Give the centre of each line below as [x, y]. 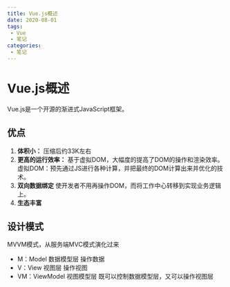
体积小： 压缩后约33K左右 [54, 151]
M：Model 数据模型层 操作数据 [61, 259]
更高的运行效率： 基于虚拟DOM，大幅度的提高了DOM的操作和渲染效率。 [120, 159]
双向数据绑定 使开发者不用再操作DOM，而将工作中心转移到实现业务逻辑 [119, 185]
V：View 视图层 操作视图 [52, 268]
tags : [15, 26]
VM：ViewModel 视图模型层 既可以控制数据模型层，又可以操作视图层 [115, 277]
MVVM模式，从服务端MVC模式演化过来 [63, 244]
